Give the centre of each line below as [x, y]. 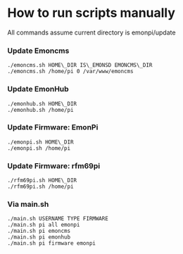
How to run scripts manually [91, 13]
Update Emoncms [38, 51]
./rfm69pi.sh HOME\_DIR [42, 181]
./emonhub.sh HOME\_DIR [42, 103]
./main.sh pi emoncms [39, 231]
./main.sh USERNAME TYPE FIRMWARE [58, 219]
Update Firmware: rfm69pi [54, 165]
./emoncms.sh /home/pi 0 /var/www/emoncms [70, 72]
